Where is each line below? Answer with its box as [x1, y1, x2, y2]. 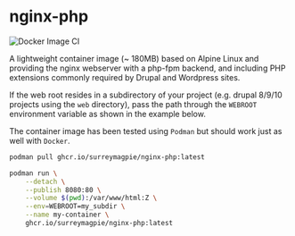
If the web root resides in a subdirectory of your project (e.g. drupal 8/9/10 [9, 89, 283, 100]
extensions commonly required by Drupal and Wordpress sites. [9, 72, 241, 82]
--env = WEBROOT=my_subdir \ [25, 202, 126, 211]
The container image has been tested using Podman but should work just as [9, 125, 283, 136]
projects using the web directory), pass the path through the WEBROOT [9, 98, 258, 109]
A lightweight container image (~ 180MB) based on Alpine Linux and [9, 53, 259, 63]
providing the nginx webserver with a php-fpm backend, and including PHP [9, 63, 286, 73]
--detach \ [25, 177, 66, 186]
